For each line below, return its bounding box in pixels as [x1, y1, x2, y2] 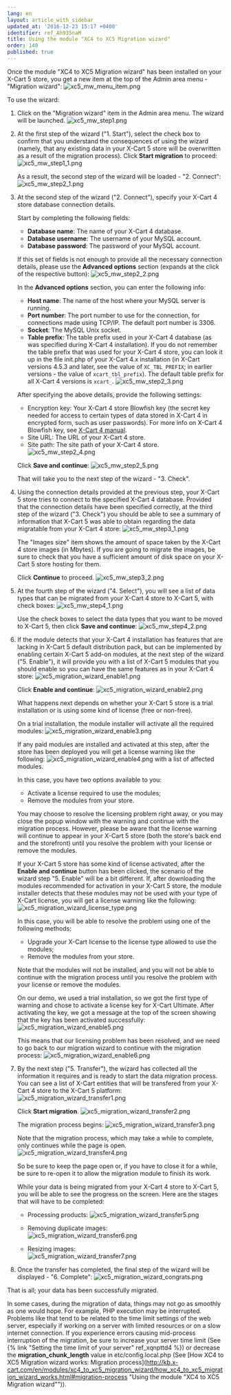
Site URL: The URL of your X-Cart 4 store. [27, 433, 146, 442]
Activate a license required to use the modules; [27, 789, 162, 797]
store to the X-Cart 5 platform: [36, 1086, 122, 1094]
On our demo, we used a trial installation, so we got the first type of [16, 993, 208, 1002]
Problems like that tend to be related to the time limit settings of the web [7, 1314, 211, 1322]
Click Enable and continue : [16, 685, 95, 693]
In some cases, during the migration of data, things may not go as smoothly [7, 1299, 221, 1307]
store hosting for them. [36, 560, 102, 568]
